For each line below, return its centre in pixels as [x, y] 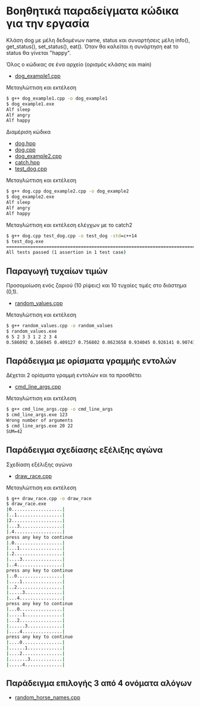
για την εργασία [48, 24]
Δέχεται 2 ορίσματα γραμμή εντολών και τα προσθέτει [74, 375]
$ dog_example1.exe [30, 104]
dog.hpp [25, 144]
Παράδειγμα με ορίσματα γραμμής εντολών [91, 361]
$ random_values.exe [32, 331]
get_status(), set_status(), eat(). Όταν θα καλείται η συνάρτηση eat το [92, 46]
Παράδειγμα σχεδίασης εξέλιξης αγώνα [85, 450]
